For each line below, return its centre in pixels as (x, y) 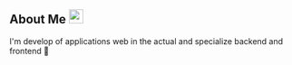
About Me (38, 19)
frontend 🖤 (29, 51)
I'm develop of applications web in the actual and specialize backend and (146, 41)
